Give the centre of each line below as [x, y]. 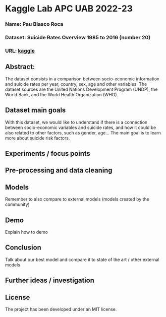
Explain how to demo [27, 232]
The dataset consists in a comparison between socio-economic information [82, 79]
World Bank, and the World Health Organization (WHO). [62, 94]
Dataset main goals [35, 110]
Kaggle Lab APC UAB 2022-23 [69, 9]
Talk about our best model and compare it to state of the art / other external [82, 259]
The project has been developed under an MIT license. [61, 309]
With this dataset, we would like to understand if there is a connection [76, 122]
